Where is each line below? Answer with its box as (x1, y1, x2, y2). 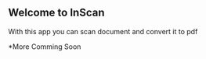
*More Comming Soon (8, 42, 81, 51)
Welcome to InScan (8, 6, 105, 19)
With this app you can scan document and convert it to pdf (8, 26, 198, 36)
